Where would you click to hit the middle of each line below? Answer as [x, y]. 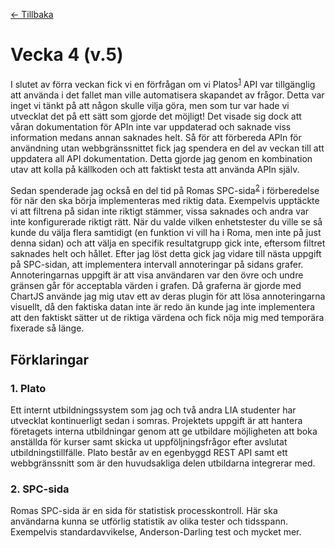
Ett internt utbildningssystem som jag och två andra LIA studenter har [153, 410]
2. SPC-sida [40, 489]
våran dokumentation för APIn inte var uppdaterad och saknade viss [151, 126]
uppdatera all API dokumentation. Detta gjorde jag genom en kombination [161, 158]
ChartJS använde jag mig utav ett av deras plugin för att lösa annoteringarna [168, 296]
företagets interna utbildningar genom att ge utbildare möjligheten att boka [164, 431]
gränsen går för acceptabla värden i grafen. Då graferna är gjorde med [156, 286]
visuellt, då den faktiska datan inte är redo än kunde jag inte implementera [162, 307]
